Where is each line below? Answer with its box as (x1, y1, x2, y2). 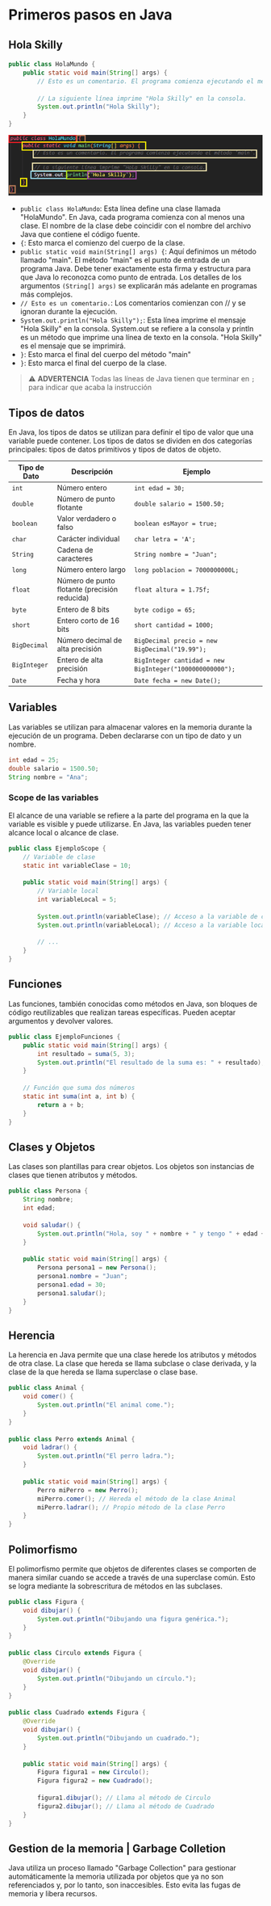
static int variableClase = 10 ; (23, 861, 131, 869)
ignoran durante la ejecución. (19, 307, 118, 317)
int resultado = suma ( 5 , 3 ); (37, 1050, 135, 1058)
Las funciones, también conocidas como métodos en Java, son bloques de (8, 999, 258, 1008)
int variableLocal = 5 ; (37, 895, 117, 904)
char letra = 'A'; (134, 535, 196, 543)
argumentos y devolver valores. (8, 1016, 114, 1025)
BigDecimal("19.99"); (134, 646, 207, 654)
